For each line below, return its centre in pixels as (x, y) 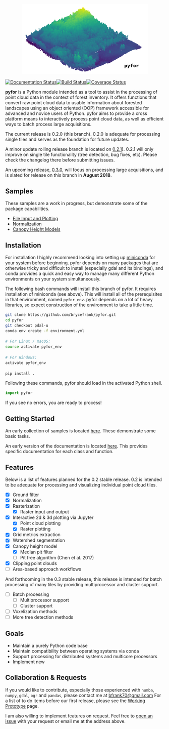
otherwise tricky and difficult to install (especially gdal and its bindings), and (84, 268)
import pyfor (19, 393)
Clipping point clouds (35, 563)
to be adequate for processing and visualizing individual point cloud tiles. (81, 484)
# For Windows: (21, 357)
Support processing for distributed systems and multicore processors (85, 656)
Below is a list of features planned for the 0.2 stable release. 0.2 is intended (84, 479)
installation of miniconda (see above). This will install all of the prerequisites (84, 294)
